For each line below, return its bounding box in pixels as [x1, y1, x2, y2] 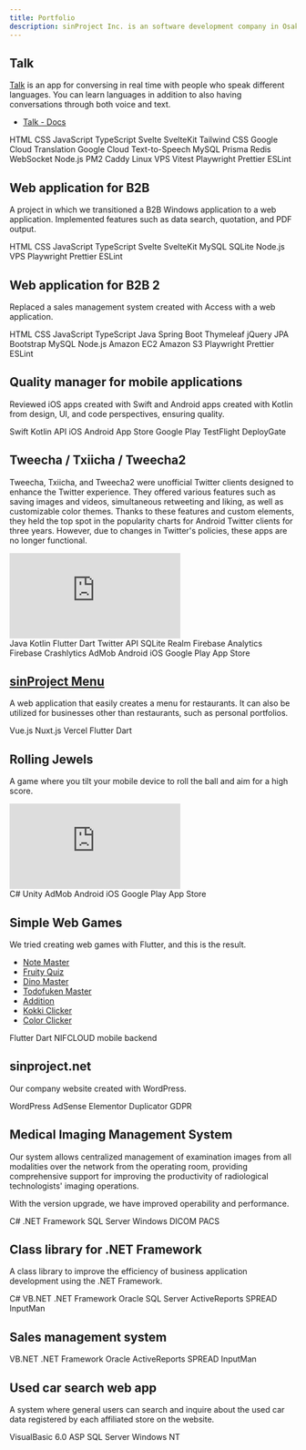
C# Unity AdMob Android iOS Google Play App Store [9, 889, 207, 900]
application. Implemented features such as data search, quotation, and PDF [9, 214, 292, 225]
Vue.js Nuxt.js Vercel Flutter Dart [9, 725, 132, 736]
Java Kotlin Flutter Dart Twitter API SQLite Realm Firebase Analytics [9, 638, 262, 648]
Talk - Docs [22, 117, 66, 128]
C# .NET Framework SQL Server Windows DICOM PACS [9, 1215, 220, 1226]
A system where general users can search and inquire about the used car [9, 1404, 285, 1415]
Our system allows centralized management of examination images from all [9, 1151, 291, 1162]
